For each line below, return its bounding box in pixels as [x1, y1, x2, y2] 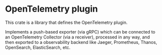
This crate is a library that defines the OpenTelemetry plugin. [5, 19, 128, 25]
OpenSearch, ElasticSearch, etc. [5, 44, 71, 50]
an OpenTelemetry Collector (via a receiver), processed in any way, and [5, 34, 150, 40]
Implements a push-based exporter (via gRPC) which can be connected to [5, 29, 156, 35]
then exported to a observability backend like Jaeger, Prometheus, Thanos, [5, 39, 157, 45]
